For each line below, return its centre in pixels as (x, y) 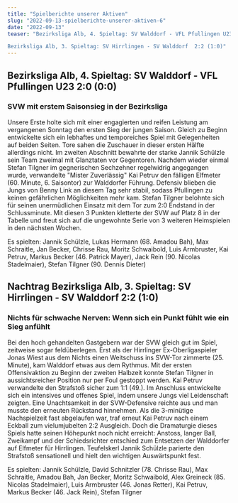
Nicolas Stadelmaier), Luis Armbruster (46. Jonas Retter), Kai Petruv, (107, 485)
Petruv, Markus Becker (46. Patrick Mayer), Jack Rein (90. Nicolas (104, 256)
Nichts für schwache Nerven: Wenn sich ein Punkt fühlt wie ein (118, 318)
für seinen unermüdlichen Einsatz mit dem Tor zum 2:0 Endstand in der (111, 205)
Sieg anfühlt (29, 327)
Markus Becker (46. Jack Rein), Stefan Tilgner (75, 492)
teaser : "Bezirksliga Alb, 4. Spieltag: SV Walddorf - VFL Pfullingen (114, 34)
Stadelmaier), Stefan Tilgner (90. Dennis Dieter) (77, 264)
